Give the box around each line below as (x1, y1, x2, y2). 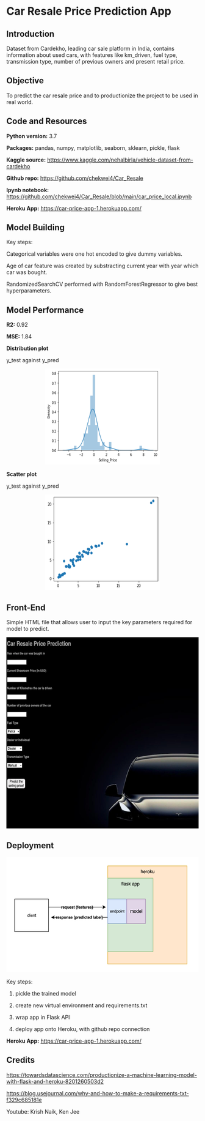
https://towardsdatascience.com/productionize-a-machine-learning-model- (6, 1071, 197, 1078)
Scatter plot (6, 471, 37, 478)
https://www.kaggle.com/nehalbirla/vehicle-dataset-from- (47, 156, 193, 163)
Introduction (6, 29, 55, 39)
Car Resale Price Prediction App (6, 4, 172, 18)
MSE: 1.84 (6, 333, 32, 340)
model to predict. (6, 625, 49, 633)
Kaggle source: (6, 156, 46, 163)
